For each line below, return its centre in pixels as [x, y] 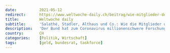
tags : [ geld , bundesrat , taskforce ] [54, 43]
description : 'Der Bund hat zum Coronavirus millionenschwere [74, 29]
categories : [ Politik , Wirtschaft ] [46, 38]
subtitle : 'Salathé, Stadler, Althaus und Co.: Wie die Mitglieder [83, 24]
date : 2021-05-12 [34, 10]
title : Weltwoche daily [39, 19]
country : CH [25, 33]
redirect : [16, 15]
